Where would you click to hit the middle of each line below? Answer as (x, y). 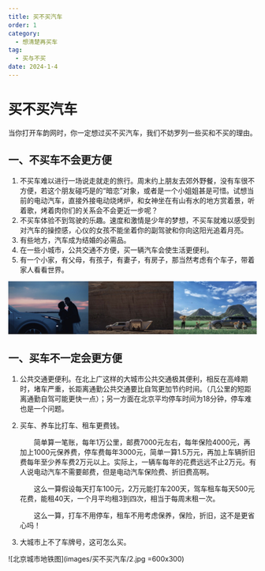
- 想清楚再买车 (37, 42)
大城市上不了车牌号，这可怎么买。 (75, 542)
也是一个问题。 (44, 408)
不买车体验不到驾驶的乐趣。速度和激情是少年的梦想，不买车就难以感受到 (137, 220)
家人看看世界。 (44, 270)
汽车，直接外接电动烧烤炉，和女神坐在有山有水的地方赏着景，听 (151, 200)
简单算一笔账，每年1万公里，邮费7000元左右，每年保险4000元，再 (142, 442)
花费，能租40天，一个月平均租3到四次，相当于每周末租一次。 (119, 498)
